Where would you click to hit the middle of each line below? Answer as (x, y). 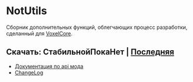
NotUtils (27, 11)
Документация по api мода (49, 66)
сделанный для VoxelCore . (39, 33)
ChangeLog (29, 73)
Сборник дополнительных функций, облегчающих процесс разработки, (97, 27)
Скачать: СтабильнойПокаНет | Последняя (90, 52)
